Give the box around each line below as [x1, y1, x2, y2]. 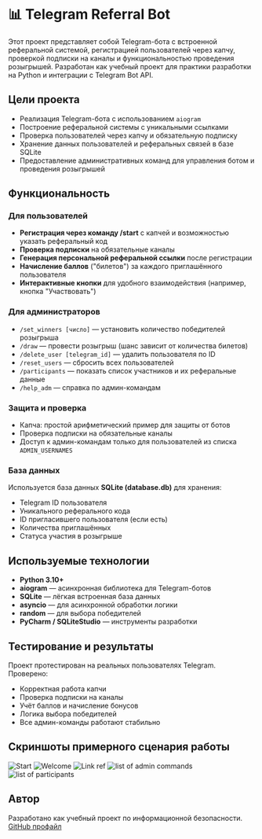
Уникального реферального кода [19, 506, 131, 516]
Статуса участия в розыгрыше [19, 532, 123, 541]
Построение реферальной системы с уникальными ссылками [19, 122, 229, 131]
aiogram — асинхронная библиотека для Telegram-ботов [19, 583, 212, 593]
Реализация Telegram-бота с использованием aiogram [19, 114, 202, 123]
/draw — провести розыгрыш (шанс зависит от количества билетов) [19, 340, 249, 350]
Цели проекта [8, 93, 80, 106]
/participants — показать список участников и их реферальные [19, 366, 237, 375]
